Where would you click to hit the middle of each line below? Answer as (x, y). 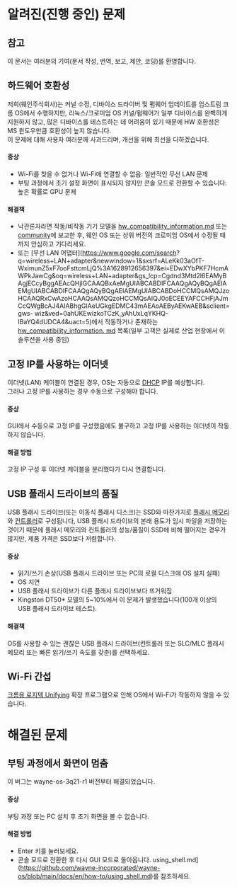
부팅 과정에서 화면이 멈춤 (58, 763)
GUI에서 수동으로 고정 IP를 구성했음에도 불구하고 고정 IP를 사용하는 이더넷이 (112, 426)
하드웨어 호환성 (39, 86)
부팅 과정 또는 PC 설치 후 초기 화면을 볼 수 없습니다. (79, 816)
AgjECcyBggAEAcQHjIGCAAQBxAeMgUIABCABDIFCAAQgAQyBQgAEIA (122, 283)
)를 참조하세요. (171, 876)
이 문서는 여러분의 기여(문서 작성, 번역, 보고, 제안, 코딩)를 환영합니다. (102, 61)
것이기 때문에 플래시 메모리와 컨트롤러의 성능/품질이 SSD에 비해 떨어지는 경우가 (117, 530)
